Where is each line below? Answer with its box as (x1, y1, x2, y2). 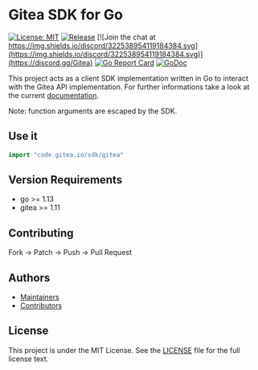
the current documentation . (8, 90, 99, 100)
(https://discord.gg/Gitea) (8, 58, 93, 68)
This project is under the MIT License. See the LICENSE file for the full (8, 345, 240, 355)
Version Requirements (8, 173, 123, 187)
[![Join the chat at (96, 32, 156, 42)
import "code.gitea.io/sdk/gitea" (8, 150, 125, 158)
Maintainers (19, 292, 59, 302)
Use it (8, 129, 38, 143)
